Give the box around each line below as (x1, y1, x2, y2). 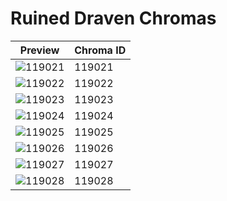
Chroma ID (74, 43, 127, 57)
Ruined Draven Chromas (10, 7, 217, 30)
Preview (19, 43, 60, 57)
